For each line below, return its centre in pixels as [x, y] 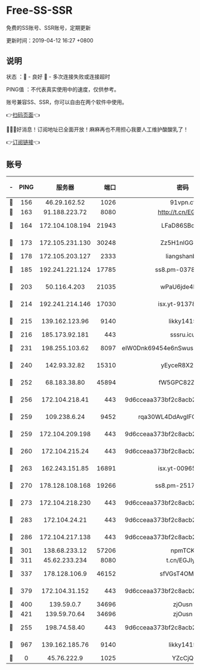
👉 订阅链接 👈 [23, 142]
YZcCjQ [183, 658]
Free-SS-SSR [39, 10]
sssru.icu [183, 334]
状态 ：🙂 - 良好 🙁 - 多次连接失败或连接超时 [58, 77]
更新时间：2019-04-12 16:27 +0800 [50, 40]
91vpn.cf [183, 202]
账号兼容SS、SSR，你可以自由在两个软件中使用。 [67, 102]
